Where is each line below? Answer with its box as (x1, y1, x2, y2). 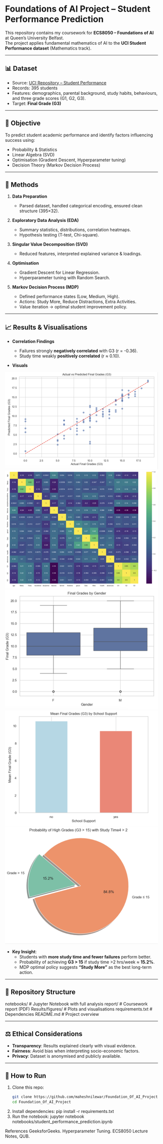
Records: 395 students (12, 85, 58, 91)
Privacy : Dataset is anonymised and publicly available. (12, 1053, 121, 1059)
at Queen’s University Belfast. (5, 35, 64, 41)
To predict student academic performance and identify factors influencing (5, 132, 153, 138)
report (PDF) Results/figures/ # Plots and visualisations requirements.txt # (5, 1006, 153, 1012)
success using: (5, 137, 35, 143)
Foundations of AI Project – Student (5, 3, 150, 15)
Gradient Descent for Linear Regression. (19, 269, 100, 275)
